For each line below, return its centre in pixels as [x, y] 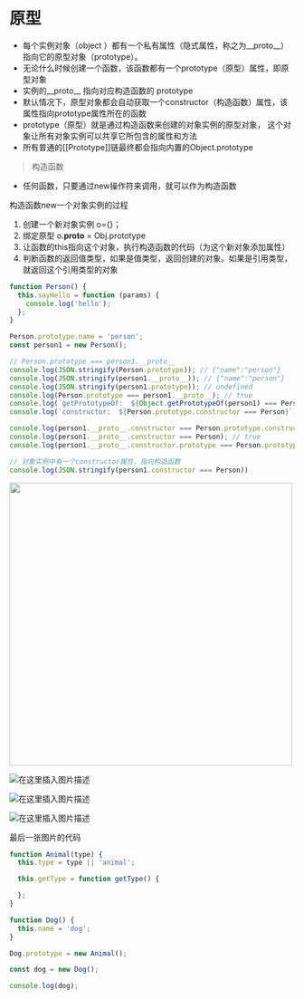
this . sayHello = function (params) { [89, 295]
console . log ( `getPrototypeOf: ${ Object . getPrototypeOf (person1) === [143, 404]
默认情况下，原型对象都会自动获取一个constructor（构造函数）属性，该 [155, 101]
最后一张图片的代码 [45, 837]
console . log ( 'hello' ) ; [68, 303]
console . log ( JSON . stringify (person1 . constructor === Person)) [129, 470]
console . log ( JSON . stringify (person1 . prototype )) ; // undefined [131, 387]
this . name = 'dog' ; [54, 928]
